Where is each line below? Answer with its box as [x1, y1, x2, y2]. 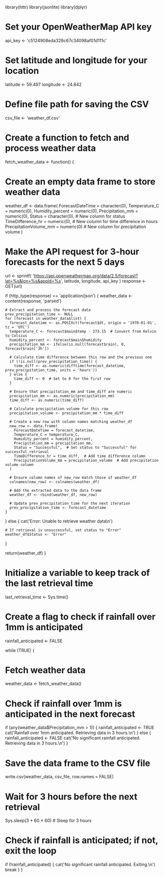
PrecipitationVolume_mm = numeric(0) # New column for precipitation [5, 224, 146, 229]
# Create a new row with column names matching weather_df [9, 419, 133, 424]
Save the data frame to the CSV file [5, 758, 150, 768]
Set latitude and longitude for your [5, 55, 148, 66]
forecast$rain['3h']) [5, 346, 49, 351]
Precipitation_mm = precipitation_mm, [14, 441, 93, 446]
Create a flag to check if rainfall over [5, 611, 156, 622]
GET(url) [5, 283, 23, 289]
